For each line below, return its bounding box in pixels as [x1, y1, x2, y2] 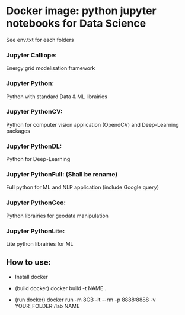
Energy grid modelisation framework [6, 65, 95, 72]
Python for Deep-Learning [6, 156, 71, 163]
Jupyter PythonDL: [6, 142, 62, 150]
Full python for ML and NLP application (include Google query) [6, 184, 159, 191]
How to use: [6, 258, 52, 268]
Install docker [14, 273, 49, 280]
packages [6, 127, 31, 134]
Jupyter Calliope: [6, 51, 58, 59]
